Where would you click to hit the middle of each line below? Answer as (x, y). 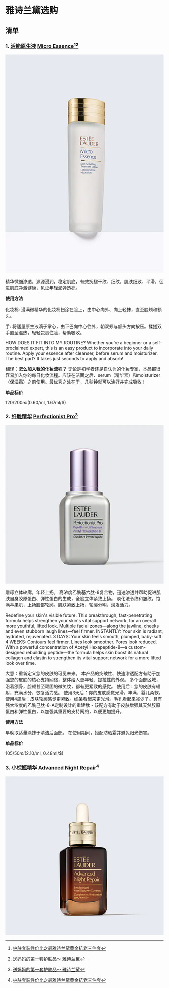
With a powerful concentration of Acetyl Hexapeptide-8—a (66, 647)
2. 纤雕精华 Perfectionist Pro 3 (41, 416)
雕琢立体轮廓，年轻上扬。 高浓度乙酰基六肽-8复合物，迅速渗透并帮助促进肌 (83, 592)
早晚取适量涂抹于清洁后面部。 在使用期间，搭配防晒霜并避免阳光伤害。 (78, 732)
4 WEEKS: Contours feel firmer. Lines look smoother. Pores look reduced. (81, 642)
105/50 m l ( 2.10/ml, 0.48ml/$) (34, 753)
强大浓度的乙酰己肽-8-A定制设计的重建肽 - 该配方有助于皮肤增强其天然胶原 (83, 705)
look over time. (21, 663)
